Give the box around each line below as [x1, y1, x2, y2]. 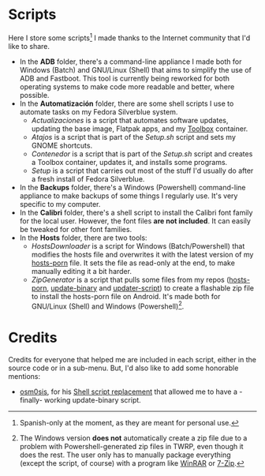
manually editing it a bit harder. [31, 266, 132, 275]
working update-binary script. [44, 395, 142, 405]
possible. [19, 90, 50, 99]
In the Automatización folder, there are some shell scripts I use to [19, 99, 234, 108]
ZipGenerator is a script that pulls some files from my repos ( [31, 275, 230, 284]
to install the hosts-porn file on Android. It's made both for [31, 291, 221, 301]
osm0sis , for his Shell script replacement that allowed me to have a [19, 387, 238, 396]
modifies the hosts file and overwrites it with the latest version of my [31, 249, 254, 259]
